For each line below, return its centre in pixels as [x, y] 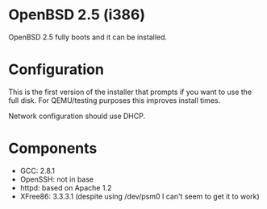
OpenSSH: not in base [57, 179]
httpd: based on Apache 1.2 [66, 187]
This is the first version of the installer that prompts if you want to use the [130, 92]
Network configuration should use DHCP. [77, 116]
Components [53, 148]
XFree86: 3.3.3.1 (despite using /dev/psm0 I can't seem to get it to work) [140, 196]
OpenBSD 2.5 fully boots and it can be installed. [88, 37]
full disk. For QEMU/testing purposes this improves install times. [115, 100]
